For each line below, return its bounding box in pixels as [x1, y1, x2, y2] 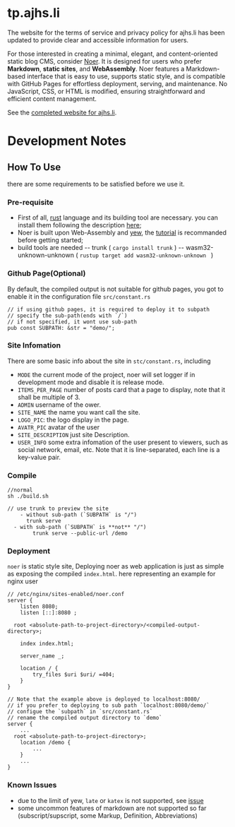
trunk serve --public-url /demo [32, 530, 128, 537]
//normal [7, 487, 33, 494]
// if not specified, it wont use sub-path [7, 318, 138, 326]
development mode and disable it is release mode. [17, 378, 164, 386]
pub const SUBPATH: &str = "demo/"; [7, 324, 115, 331]
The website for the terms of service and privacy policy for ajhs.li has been [7, 28, 225, 37]
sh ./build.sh [7, 493, 49, 500]
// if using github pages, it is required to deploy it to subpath [7, 306, 210, 313]
